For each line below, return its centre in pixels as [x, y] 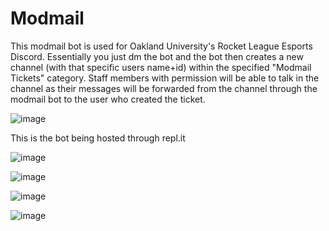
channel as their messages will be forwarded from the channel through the [164, 88]
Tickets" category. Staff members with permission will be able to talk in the [165, 78]
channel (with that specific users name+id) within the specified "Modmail [161, 67]
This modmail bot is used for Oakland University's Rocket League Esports [161, 46]
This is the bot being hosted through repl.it [98, 138]
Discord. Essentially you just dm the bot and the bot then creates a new [157, 56]
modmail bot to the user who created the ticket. [108, 99]
